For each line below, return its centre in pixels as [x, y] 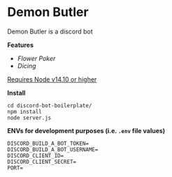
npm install [24, 111]
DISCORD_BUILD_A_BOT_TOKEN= [48, 144]
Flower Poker [36, 58]
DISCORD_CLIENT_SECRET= [42, 162]
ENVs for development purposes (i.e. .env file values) [86, 130]
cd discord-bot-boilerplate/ [50, 105]
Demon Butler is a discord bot [50, 31]
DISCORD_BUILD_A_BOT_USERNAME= [53, 149]
